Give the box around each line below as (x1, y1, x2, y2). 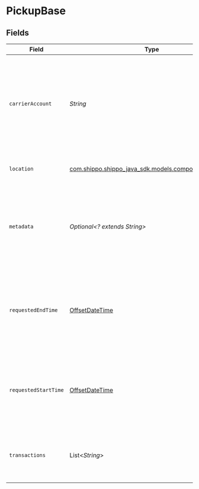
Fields (6, 28, 30, 38)
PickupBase (6, 4, 66, 18)
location (9, 166, 34, 172)
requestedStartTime (9, 387, 64, 393)
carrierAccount (9, 101, 52, 107)
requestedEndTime (9, 307, 58, 313)
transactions (9, 452, 46, 458)
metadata (9, 223, 34, 230)
